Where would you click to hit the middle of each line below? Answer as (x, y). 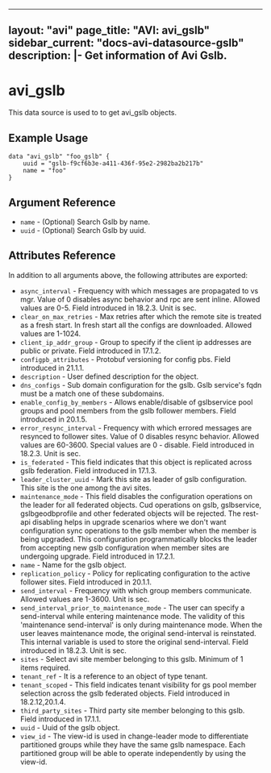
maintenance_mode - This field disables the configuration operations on (136, 496)
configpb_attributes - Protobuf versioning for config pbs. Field (125, 359)
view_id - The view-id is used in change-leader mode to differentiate (134, 736)
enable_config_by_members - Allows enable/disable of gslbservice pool (136, 402)
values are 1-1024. (50, 333)
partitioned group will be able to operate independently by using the (133, 753)
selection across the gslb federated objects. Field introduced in (125, 693)
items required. (45, 667)
